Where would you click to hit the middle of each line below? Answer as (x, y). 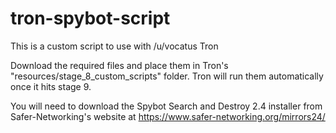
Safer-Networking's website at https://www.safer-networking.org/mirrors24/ (168, 116)
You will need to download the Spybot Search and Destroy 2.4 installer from (166, 106)
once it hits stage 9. (51, 86)
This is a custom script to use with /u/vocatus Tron (114, 46)
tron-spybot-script (90, 18)
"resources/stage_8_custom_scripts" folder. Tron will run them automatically (167, 76)
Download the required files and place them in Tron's (119, 65)
